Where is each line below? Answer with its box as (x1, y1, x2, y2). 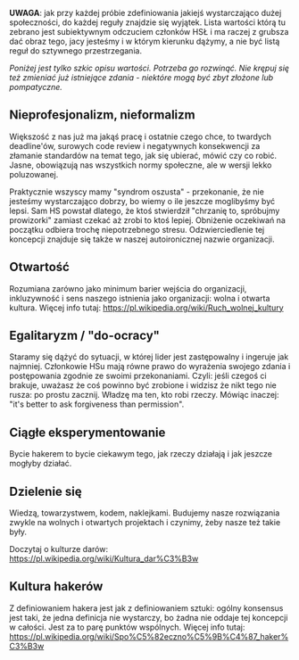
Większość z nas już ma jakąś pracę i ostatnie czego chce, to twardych (9, 131, 272, 142)
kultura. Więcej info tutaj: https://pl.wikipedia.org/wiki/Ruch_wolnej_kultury (9, 302, 284, 313)
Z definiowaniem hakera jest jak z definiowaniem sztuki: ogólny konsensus (9, 602, 284, 614)
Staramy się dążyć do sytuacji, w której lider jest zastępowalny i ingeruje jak (9, 351, 289, 362)
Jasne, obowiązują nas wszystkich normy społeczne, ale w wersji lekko (9, 160, 272, 170)
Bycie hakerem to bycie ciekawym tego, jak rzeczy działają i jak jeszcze (9, 449, 272, 459)
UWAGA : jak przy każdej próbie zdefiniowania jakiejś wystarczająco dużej (9, 8, 282, 18)
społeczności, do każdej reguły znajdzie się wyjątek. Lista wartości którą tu (9, 17, 286, 28)
